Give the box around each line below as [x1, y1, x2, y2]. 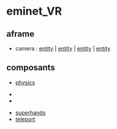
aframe [6, 29, 35, 39]
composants [6, 62, 55, 73]
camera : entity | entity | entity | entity [15, 45, 111, 52]
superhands [15, 109, 46, 116]
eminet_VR [6, 4, 62, 18]
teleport [15, 115, 36, 123]
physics [15, 78, 36, 86]
